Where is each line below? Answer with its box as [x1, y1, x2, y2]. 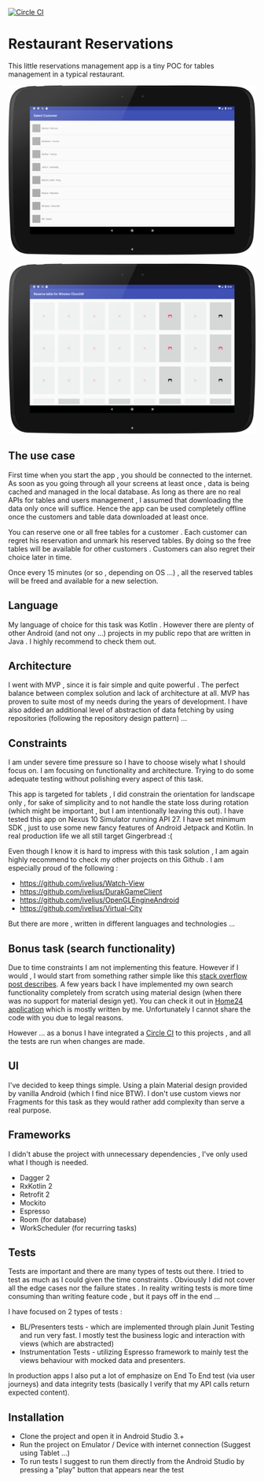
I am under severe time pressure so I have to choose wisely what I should [8, 757, 246, 767]
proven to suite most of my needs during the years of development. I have [8, 697, 247, 707]
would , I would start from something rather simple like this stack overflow [8, 971, 247, 981]
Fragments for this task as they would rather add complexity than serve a [8, 1097, 245, 1106]
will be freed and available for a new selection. [8, 576, 159, 585]
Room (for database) [19, 1214, 87, 1224]
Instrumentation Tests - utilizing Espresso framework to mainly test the [19, 1347, 249, 1357]
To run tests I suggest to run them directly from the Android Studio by [19, 1457, 245, 1466]
